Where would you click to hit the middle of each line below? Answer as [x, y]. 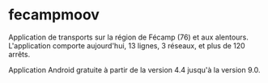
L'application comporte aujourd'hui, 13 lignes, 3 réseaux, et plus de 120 [127, 45]
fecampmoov [54, 15]
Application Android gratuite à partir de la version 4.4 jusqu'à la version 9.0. [134, 69]
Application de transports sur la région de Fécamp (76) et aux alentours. [129, 37]
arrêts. [19, 54]
